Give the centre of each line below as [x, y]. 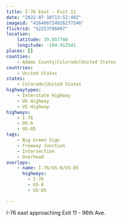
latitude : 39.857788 [42, 40]
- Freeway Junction [41, 145]
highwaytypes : [24, 90]
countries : [20, 67]
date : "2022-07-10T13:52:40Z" [44, 17]
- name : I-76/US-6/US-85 [48, 168]
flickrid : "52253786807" [37, 28]
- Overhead [30, 157]
